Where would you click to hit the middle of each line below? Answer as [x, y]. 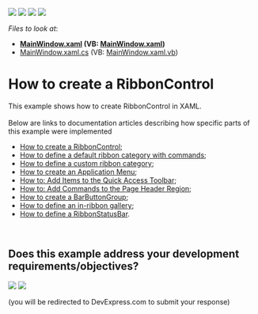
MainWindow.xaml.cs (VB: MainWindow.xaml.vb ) [99, 52]
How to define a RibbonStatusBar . [75, 214]
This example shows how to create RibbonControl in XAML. [105, 106]
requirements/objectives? [74, 266]
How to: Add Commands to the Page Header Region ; [106, 188]
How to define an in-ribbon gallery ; [77, 205]
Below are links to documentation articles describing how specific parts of [129, 123]
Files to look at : [33, 28]
